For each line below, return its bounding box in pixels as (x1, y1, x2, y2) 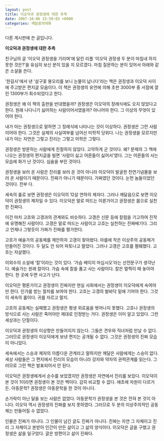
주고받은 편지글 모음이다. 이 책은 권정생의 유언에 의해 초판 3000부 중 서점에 (10, 84, 154, 91)
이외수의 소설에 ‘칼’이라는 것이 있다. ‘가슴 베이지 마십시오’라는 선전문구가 (5, 260, 143, 266)
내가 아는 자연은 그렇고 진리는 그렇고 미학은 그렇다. (5, 136, 102, 142)
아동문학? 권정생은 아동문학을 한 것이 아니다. (11, 385, 96, 391)
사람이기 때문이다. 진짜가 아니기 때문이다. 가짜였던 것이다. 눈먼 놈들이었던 (15, 175, 155, 181)
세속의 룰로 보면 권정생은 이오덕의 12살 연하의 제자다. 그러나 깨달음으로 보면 (5, 192, 149, 197)
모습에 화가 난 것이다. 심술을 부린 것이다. (5, 159, 82, 165)
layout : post (5, 7, 32, 12)
